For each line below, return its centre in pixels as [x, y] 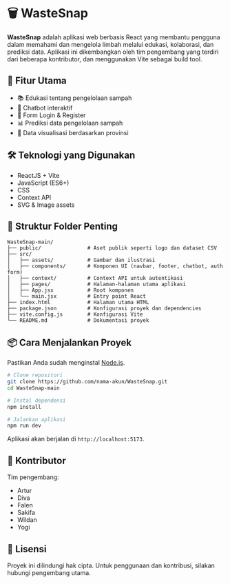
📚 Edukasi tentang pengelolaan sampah [74, 98]
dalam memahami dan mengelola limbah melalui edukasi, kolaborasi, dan [111, 44]
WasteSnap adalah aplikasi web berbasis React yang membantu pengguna [114, 37]
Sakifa [26, 513]
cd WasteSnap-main [33, 388]
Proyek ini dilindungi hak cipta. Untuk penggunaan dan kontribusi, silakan [111, 565]
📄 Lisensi [27, 549]
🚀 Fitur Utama [37, 81]
